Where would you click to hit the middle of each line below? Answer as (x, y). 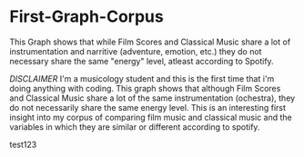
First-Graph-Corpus (86, 17)
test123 (23, 144)
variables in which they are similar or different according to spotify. (135, 127)
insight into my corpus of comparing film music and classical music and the (151, 117)
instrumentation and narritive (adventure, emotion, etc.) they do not (136, 51)
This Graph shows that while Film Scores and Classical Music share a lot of (150, 42)
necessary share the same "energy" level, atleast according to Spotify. (142, 61)
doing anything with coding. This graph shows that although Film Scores (145, 88)
